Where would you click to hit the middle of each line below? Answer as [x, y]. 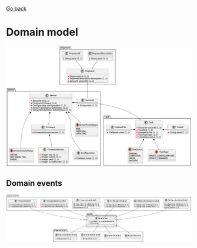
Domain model [42, 32]
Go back [16, 9]
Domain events [34, 183]
